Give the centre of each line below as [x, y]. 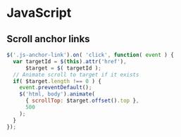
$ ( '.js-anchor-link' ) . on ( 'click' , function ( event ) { [90, 55]
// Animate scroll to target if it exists [76, 74]
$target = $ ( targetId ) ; [63, 68]
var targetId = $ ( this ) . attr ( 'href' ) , [70, 61]
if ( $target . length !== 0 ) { [57, 81]
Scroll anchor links [48, 39]
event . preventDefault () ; [56, 88]
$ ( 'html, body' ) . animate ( [57, 94]
